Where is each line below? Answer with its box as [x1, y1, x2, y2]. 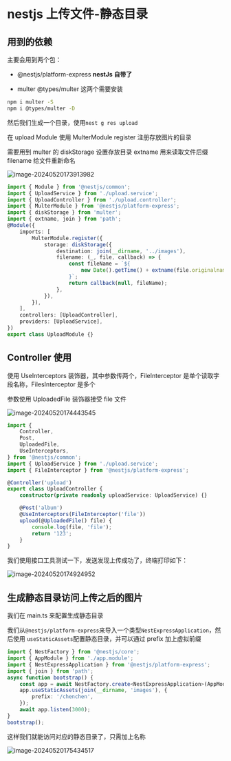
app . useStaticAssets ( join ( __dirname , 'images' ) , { [19, 687, 168, 694]
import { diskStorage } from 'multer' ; [7, 209, 122, 216]
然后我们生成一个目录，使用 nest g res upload [7, 118, 138, 126]
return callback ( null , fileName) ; [68, 279, 168, 286]
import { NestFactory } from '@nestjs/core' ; [7, 649, 140, 655]
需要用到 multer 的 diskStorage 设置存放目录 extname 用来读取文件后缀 [7, 148, 208, 156]
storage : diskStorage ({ [43, 241, 112, 248]
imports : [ [19, 228, 51, 235]
